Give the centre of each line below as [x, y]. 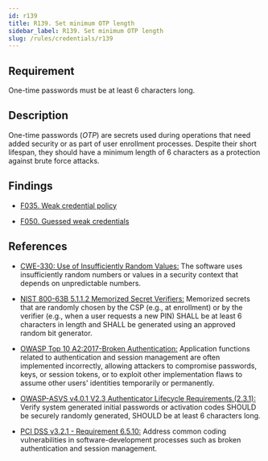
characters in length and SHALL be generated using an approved [128, 324]
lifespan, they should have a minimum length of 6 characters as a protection [134, 152]
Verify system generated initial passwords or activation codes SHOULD [138, 407]
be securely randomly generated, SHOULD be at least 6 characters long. [140, 415]
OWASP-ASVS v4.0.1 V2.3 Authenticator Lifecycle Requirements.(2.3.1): [138, 398]
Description [38, 116]
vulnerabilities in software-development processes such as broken [130, 439]
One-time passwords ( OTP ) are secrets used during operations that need [130, 135]
